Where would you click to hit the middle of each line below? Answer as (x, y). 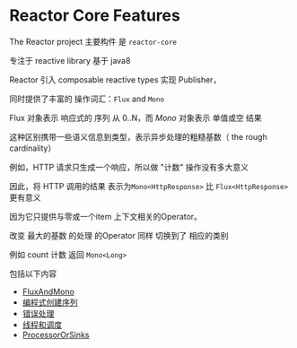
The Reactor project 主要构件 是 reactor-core (93, 41)
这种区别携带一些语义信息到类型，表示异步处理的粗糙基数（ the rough (138, 136)
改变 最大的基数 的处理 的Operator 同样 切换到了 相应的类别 (119, 235)
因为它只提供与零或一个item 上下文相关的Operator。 (105, 216)
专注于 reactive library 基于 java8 (70, 60)
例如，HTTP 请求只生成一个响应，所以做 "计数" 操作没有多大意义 (129, 167)
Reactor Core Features (95, 16)
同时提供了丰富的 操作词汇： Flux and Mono (87, 99)
